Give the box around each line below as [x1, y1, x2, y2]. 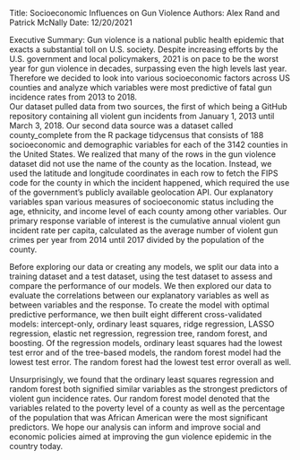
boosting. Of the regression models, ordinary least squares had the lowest [9, 338, 283, 348]
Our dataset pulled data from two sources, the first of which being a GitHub [9, 101, 288, 111]
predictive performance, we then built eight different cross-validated [9, 309, 262, 319]
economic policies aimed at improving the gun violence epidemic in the [9, 431, 272, 442]
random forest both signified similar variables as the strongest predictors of [9, 384, 288, 394]
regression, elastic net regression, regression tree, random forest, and [9, 328, 268, 339]
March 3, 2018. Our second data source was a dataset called [9, 120, 234, 131]
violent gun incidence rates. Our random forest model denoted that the [9, 394, 270, 404]
